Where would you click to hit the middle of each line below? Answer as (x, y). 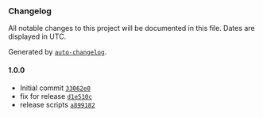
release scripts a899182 (57, 104)
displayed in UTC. (37, 36)
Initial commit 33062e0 (55, 88)
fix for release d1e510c (56, 96)
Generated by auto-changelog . (58, 52)
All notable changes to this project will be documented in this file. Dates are (132, 28)
